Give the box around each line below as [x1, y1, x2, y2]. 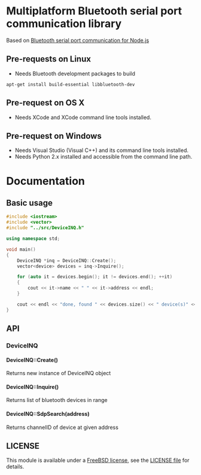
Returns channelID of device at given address [6, 424, 118, 431]
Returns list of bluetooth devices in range [6, 397, 108, 404]
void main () [6, 246, 36, 252]
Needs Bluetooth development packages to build [14, 70, 136, 77]
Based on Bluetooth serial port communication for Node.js [6, 36, 150, 44]
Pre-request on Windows [6, 130, 102, 141]
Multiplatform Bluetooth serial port [6, 4, 182, 18]
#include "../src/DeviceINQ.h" [6, 225, 84, 231]
